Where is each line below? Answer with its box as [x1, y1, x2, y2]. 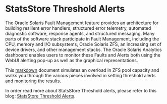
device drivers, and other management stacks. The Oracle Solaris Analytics [5, 46, 162, 53]
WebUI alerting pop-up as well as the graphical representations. [5, 57, 138, 63]
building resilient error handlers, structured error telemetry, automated [5, 25, 151, 31]
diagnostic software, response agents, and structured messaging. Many [5, 30, 155, 36]
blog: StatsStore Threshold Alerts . [5, 93, 76, 99]
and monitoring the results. [5, 78, 62, 84]
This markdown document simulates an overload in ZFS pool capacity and [5, 67, 159, 73]
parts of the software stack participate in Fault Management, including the [5, 36, 159, 42]
